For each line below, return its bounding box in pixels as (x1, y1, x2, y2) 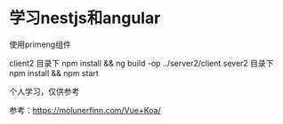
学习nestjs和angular (9, 8, 161, 28)
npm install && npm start (9, 67, 100, 78)
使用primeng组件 (9, 39, 71, 50)
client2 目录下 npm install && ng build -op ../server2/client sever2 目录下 (9, 58, 274, 68)
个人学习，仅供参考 (9, 86, 80, 97)
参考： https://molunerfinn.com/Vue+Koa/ (9, 105, 162, 115)
